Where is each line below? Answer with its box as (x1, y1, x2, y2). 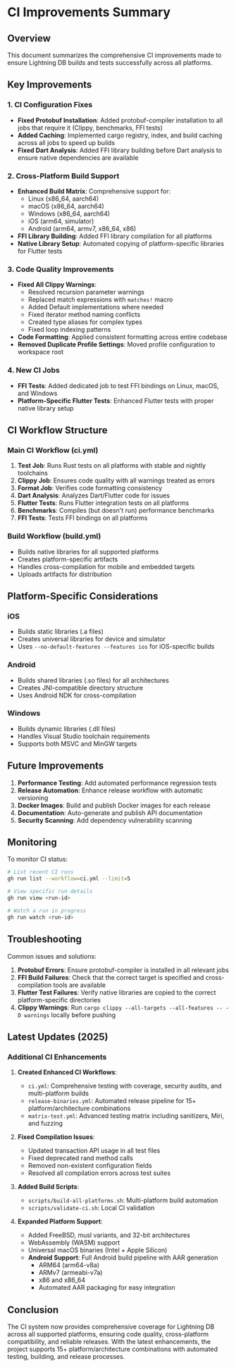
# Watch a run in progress (7, 907, 87, 914)
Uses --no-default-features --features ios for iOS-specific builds (17, 642, 215, 651)
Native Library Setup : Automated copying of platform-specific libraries (17, 239, 224, 247)
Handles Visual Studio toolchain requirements (17, 732, 150, 740)
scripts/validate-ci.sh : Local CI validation (27, 1204, 155, 1212)
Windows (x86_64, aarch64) (27, 209, 111, 218)
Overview (7, 32, 51, 44)
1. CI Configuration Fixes (7, 100, 93, 110)
